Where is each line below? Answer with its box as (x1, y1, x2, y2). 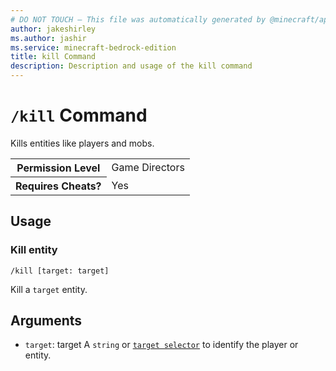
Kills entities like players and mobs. (10, 137, 155, 149)
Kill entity (10, 243, 58, 257)
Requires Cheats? (15, 179, 102, 193)
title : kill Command (10, 52, 97, 62)
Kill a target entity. (10, 283, 88, 295)
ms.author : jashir (10, 33, 87, 43)
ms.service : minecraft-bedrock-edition (10, 42, 177, 53)
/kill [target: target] (10, 266, 110, 276)
